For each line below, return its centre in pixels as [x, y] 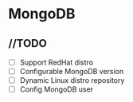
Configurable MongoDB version [72, 72]
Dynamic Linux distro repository [72, 80]
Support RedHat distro [57, 62]
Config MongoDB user [57, 89]
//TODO [28, 43]
